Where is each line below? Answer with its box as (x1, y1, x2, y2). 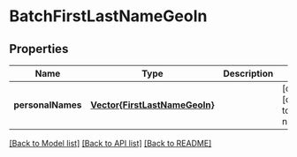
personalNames (13, 99, 82, 111)
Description (223, 68, 274, 79)
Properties (9, 41, 69, 56)
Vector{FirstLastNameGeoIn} (90, 99, 215, 111)
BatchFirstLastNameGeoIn (9, 6, 208, 26)
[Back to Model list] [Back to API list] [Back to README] (9, 138, 212, 148)
